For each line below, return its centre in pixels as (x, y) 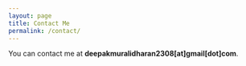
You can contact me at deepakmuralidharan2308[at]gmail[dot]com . (123, 54)
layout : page (30, 16)
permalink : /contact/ (45, 31)
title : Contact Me (39, 23)
